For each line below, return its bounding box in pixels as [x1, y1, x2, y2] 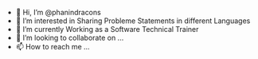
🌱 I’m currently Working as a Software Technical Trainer [15, 25, 199, 33]
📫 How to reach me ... [15, 42, 90, 51]
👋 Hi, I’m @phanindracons [15, 8, 101, 17]
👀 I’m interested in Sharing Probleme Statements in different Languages [15, 16, 251, 26]
